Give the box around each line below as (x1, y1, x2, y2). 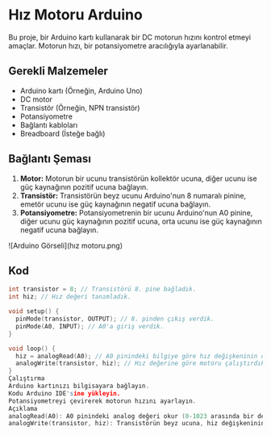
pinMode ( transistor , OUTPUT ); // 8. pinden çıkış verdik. (15, 315, 215, 323)
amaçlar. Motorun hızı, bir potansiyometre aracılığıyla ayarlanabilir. (8, 40, 228, 50)
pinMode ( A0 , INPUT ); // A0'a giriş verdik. (15, 322, 164, 330)
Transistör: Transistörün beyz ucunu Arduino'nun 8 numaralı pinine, (19, 190, 247, 200)
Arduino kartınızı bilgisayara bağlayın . (8, 382, 150, 390)
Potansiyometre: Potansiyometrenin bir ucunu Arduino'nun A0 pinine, (19, 207, 253, 217)
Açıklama (8, 404, 38, 412)
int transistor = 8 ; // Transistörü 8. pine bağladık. (8, 285, 197, 294)
